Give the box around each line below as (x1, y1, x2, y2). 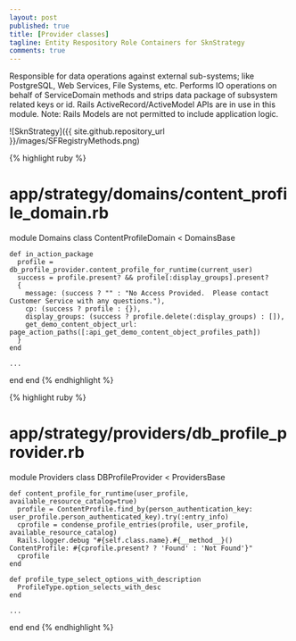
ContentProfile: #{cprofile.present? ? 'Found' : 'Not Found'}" (9, 544, 253, 553)
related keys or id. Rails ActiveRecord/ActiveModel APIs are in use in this (9, 99, 276, 110)
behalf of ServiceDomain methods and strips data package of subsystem (9, 90, 278, 101)
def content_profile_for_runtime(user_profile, (9, 489, 190, 498)
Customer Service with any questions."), (9, 296, 166, 306)
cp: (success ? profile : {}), (25, 304, 142, 313)
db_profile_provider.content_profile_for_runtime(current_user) (9, 265, 253, 275)
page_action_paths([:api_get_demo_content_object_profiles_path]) (9, 328, 261, 337)
